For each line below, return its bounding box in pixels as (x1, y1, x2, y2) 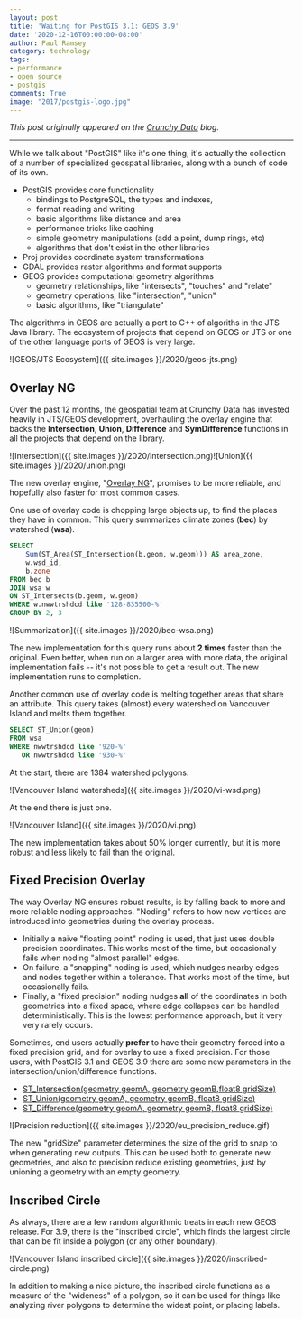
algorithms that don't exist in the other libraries (35, 242, 210, 253)
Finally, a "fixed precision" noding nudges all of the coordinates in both (22, 991, 287, 1002)
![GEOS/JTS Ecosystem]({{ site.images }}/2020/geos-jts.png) (9, 354, 238, 365)
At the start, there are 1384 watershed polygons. (9, 767, 189, 778)
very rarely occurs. (22, 1020, 93, 1031)
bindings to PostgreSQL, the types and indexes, (35, 194, 214, 205)
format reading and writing (35, 204, 135, 215)
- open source (9, 72, 63, 81)
